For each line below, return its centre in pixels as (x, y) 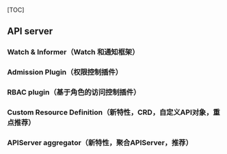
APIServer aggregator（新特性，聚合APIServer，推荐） (100, 143)
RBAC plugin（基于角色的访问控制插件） (74, 92)
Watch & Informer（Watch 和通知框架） (73, 52)
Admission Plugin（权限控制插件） (65, 73)
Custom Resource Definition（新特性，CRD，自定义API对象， (110, 112)
